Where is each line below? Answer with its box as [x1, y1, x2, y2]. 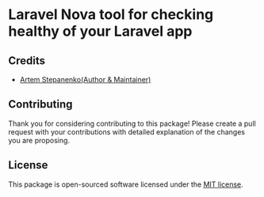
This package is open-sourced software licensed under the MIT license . [8, 180, 243, 189]
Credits [8, 54, 46, 67]
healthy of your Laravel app [8, 22, 193, 40]
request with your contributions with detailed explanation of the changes [8, 127, 246, 136]
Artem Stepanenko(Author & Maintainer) [19, 75, 151, 84]
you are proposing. [8, 135, 70, 145]
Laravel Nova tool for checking [8, 6, 214, 24]
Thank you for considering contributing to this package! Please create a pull [8, 119, 256, 128]
